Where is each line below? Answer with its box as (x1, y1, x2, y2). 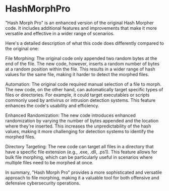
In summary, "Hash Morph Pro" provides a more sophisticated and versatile (5, 169, 162, 175)
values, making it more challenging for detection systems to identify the (5, 128, 154, 134)
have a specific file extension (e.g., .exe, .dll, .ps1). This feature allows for (5, 149, 157, 155)
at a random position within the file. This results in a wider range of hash (5, 66, 155, 72)
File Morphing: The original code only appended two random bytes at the (5, 55, 157, 61)
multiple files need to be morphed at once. (5, 159, 94, 165)
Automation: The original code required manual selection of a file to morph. (5, 81, 161, 87)
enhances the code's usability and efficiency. (5, 102, 99, 108)
